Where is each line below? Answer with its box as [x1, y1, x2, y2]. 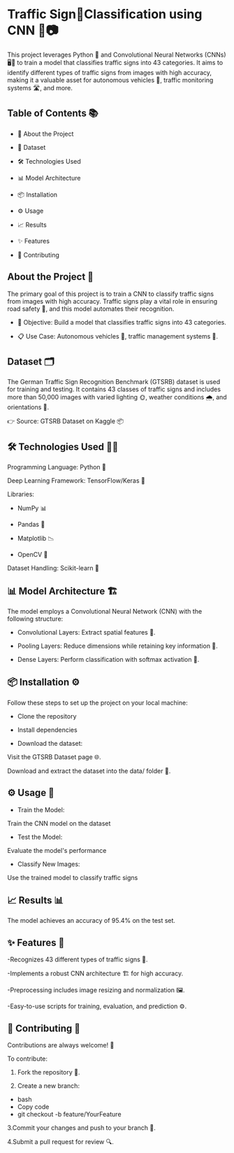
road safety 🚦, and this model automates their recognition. [7, 304, 175, 313]
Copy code [17, 1103, 50, 1111]
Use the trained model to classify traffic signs [7, 873, 138, 882]
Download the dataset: [17, 739, 83, 747]
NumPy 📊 [17, 504, 47, 513]
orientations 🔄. [7, 403, 50, 411]
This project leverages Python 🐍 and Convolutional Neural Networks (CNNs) [7, 50, 226, 59]
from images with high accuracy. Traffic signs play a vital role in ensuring [7, 297, 218, 305]
